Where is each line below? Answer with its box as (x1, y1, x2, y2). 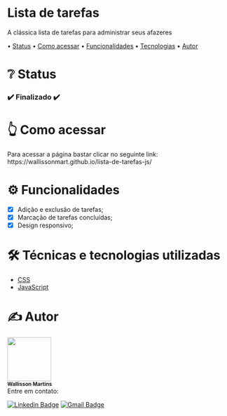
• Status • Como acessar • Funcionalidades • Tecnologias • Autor (7, 41, 198, 50)
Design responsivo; (17, 221, 74, 229)
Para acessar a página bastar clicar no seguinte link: (7, 149, 158, 159)
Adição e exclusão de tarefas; (17, 205, 104, 213)
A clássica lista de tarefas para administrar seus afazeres (7, 28, 172, 36)
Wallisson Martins (7, 380, 53, 387)
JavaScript (17, 283, 49, 292)
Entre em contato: (7, 387, 59, 395)
